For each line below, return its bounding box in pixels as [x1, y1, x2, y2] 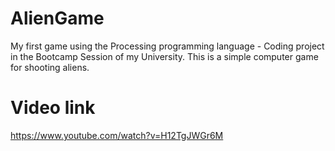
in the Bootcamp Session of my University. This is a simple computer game [10, 50, 319, 62]
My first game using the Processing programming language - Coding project [10, 40, 325, 52]
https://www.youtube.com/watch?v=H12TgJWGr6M [10, 129, 224, 141]
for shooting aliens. [10, 61, 90, 73]
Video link [10, 97, 96, 119]
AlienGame [10, 7, 105, 30]
